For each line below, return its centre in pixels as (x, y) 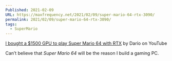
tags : (11, 24)
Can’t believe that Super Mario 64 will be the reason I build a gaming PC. (82, 53)
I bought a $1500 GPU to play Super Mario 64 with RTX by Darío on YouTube (86, 43)
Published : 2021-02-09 (30, 10)
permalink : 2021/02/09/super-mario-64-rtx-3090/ (58, 19)
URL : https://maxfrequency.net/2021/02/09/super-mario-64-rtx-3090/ (80, 15)
